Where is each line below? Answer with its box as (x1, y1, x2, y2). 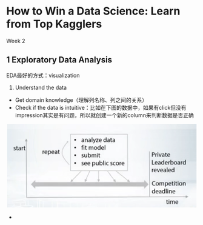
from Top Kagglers (6, 17, 102, 31)
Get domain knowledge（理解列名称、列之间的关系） (15, 96, 148, 104)
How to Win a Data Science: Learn (6, 4, 181, 18)
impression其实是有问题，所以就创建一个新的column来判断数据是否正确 (15, 111, 194, 119)
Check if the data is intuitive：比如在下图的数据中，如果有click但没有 (15, 104, 187, 111)
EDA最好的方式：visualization (6, 72, 80, 79)
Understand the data (15, 84, 67, 91)
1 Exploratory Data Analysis (6, 55, 113, 65)
